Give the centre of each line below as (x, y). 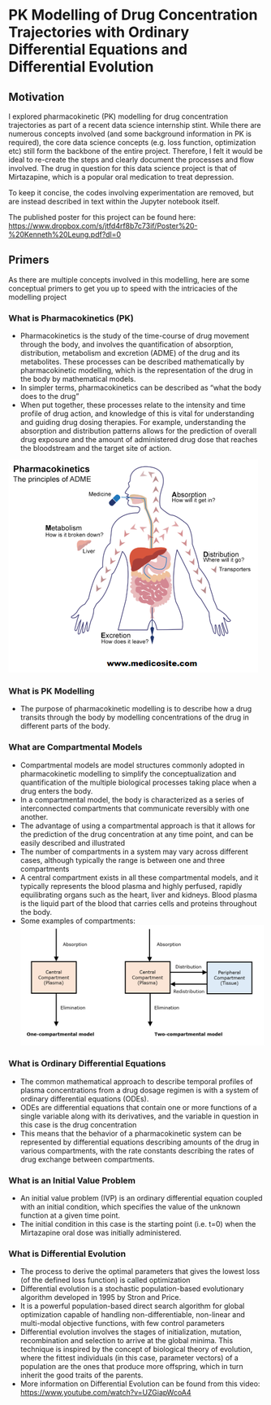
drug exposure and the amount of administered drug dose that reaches (139, 440)
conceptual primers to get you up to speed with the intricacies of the (123, 288)
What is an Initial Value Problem (72, 1180)
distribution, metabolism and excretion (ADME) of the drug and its (130, 353)
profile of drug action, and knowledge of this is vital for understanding (137, 414)
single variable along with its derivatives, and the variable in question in (140, 1116)
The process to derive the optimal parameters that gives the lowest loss (140, 1272)
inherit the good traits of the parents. (82, 1375)
